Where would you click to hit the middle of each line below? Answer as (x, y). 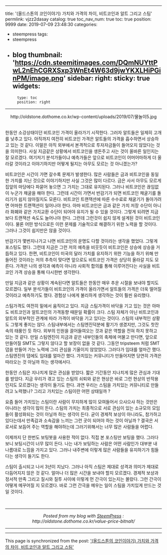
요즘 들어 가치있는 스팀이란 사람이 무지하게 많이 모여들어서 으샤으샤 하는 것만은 (82, 401)
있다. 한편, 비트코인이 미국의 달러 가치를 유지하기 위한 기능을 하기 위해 (86, 253)
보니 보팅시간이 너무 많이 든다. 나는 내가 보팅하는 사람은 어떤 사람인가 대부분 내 (81, 443)
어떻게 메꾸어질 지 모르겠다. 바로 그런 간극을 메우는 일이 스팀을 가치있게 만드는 (81, 485)
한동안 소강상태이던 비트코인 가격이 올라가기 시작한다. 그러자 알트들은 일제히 (79, 132)
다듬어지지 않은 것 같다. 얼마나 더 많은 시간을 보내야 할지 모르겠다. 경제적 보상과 (82, 473)
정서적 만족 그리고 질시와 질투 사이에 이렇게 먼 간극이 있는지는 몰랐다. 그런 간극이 (83, 479)
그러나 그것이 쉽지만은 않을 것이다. (38, 230)
